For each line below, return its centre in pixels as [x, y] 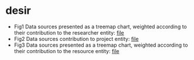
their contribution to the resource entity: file [67, 51]
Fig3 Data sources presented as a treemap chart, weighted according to [101, 45]
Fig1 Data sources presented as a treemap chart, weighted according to [100, 27]
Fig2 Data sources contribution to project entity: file [76, 39]
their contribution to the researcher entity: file [69, 32]
